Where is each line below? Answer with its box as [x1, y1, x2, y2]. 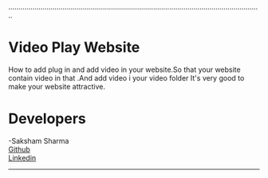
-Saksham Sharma [8, 136, 69, 145]
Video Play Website [8, 38, 140, 57]
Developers [8, 110, 86, 128]
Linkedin [8, 152, 37, 162]
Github [8, 144, 30, 154]
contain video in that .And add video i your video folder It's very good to [8, 73, 245, 82]
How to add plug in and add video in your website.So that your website [8, 65, 241, 74]
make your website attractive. [8, 81, 106, 91]
